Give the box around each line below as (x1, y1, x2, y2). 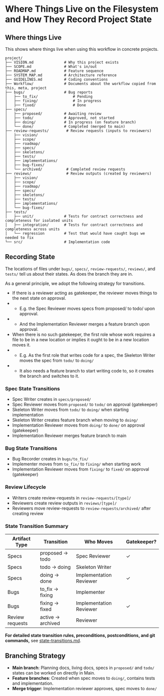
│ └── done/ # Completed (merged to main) (5, 124, 125, 129)
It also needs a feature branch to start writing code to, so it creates (19, 368, 154, 373)
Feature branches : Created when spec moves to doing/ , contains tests (12, 675, 155, 681)
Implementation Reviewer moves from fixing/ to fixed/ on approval (12, 466, 150, 472)
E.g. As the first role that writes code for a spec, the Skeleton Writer (19, 352, 156, 358)
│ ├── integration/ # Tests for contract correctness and (5, 222, 143, 227)
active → (40, 614, 60, 620)
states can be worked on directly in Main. (12, 670, 96, 675)
